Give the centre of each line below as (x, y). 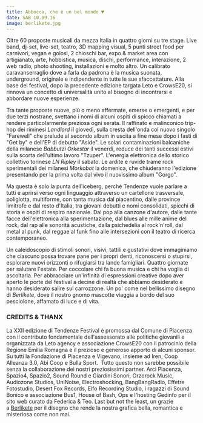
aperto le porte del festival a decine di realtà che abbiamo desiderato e (95, 282)
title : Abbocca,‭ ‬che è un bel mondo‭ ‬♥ (55, 12)
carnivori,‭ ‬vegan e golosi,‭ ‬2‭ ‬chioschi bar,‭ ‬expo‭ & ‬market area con (87, 53)
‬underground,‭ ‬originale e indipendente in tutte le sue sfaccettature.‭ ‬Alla (95, 79)
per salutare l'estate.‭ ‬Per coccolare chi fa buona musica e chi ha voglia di (98, 269)
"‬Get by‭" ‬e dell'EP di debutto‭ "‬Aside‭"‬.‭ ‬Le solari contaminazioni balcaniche (98, 143)
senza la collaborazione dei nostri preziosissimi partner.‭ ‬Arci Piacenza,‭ (95, 369)
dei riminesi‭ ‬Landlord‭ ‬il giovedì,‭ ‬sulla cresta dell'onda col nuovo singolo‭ (106, 130)
